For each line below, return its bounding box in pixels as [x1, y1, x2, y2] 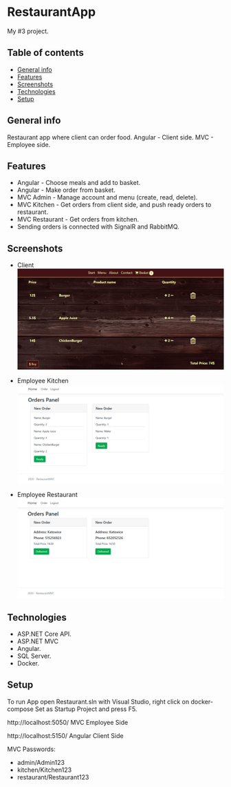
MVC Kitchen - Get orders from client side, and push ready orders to [16, 201, 212, 209]
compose [7, 705, 34, 713]
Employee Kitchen [16, 377, 69, 385]
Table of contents [7, 47, 84, 59]
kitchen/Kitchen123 [16, 766, 72, 774]
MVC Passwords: [7, 745, 56, 753]
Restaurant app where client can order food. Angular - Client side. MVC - [7, 133, 214, 142]
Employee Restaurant [16, 491, 78, 499]
